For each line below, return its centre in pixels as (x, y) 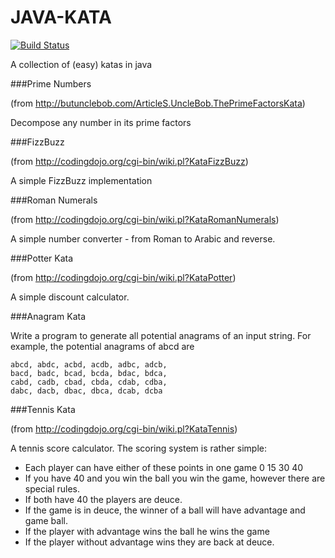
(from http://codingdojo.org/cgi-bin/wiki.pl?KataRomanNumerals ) (145, 219)
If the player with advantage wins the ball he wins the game (147, 531)
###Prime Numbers (51, 83)
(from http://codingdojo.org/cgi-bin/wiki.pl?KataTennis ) (124, 428)
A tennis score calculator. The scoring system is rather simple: (139, 448)
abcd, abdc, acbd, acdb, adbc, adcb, (89, 364)
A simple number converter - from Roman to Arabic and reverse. (143, 238)
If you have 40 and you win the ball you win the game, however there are (175, 478)
